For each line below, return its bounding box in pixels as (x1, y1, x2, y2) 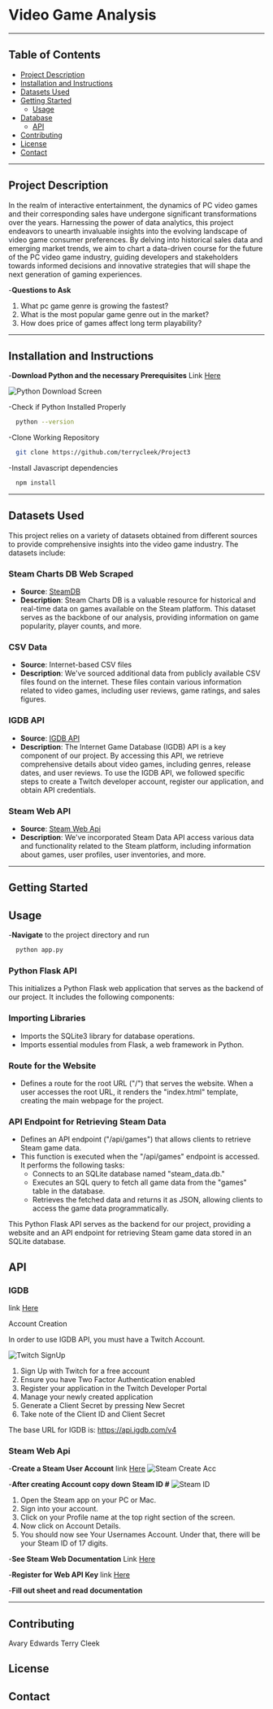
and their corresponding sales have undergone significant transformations (8, 209, 258, 219)
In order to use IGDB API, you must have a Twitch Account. (8, 1334, 206, 1344)
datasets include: (8, 547, 67, 558)
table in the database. (32, 1186, 106, 1196)
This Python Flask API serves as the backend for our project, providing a (8, 1220, 251, 1229)
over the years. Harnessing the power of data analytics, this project (8, 217, 234, 227)
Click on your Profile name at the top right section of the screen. (19, 1512, 236, 1522)
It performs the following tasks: (19, 1160, 125, 1170)
